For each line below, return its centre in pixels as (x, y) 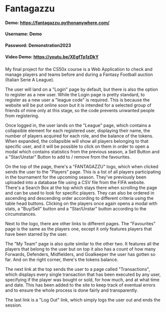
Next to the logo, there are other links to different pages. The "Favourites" (81, 223)
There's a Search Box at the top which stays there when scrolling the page (81, 187)
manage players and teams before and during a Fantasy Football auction (79, 74)
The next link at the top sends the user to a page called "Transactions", (78, 269)
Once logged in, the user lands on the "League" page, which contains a (78, 125)
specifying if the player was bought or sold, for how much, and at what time (82, 280)
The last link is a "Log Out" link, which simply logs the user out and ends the (83, 300)
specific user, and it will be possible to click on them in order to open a (77, 146)
